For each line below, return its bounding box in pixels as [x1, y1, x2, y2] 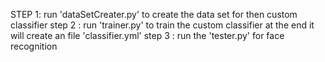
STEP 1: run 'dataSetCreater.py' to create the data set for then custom [10, 9, 298, 20]
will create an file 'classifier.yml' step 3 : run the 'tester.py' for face [10, 30, 285, 41]
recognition [10, 40, 58, 52]
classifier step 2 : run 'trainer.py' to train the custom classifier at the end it [10, 19, 315, 31]
